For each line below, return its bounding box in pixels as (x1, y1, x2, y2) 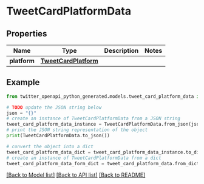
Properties (6, 29, 47, 39)
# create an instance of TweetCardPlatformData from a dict (6, 155, 162, 161)
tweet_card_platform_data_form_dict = (6, 160, 104, 166)
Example (6, 77, 40, 87)
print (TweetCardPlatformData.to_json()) (6, 132, 110, 139)
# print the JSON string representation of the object (6, 127, 148, 133)
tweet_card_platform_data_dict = (6, 149, 91, 155)
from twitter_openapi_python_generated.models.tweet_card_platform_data (6, 93, 194, 100)
